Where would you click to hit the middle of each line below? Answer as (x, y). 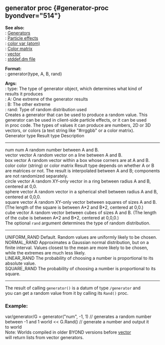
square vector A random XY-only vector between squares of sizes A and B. (81, 202)
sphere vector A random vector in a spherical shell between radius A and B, (82, 191)
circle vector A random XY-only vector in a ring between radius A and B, (78, 181)
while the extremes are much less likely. (45, 252)
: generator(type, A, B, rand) (34, 74)
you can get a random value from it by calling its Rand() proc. (67, 293)
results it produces (24, 94)
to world (14, 327)
